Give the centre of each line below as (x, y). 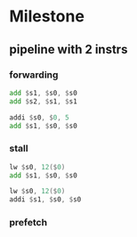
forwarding (34, 75)
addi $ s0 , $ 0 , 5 (39, 118)
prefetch (28, 223)
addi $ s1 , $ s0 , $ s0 (45, 200)
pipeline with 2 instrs (68, 49)
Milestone (47, 16)
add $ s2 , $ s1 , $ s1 (43, 101)
